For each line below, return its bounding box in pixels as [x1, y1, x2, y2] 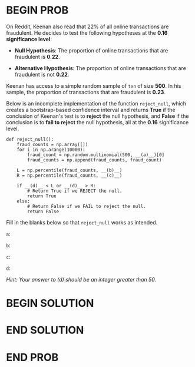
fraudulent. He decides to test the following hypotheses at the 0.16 [6, 29, 168, 36]
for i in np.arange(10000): [16, 147, 85, 153]
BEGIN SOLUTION [6, 297, 94, 310]
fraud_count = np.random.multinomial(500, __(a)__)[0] [27, 151, 165, 158]
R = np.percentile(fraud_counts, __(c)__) [16, 172, 123, 178]
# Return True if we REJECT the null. [27, 188, 123, 194]
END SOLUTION [6, 323, 84, 337]
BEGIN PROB [6, 4, 69, 17]
